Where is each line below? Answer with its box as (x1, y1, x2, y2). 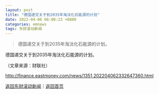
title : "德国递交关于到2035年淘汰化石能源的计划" (5, 12, 100, 17)
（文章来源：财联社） (5, 62, 50, 69)
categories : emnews (5, 21, 47, 27)
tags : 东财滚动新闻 (5, 26, 42, 32)
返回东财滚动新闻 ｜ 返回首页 (5, 83, 64, 89)
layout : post (5, 7, 33, 13)
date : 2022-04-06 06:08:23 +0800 (5, 17, 77, 22)
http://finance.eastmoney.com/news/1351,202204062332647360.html (5, 73, 154, 79)
